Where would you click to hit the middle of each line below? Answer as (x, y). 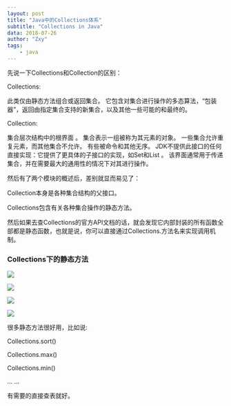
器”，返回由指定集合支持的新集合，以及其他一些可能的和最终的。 (99, 109)
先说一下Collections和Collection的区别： (64, 73)
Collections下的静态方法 (48, 259)
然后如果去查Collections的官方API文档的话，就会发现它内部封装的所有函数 (112, 222)
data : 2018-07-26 (32, 33)
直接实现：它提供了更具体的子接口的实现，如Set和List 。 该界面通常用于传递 (115, 155)
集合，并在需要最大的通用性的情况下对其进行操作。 (80, 163)
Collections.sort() (32, 341)
